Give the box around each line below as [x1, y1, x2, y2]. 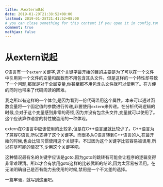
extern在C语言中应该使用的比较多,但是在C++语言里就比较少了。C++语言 [5, 125, 150, 131]
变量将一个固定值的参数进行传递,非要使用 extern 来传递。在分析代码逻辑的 [9, 103, 155, 109]
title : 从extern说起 [5, 7, 45, 12]
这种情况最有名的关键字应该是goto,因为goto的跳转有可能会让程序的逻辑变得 [5, 154, 156, 160]
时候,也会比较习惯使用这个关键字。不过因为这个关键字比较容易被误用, [13, 138, 152, 143]
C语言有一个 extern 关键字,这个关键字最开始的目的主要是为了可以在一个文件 [5, 69, 154, 75]
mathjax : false [5, 30, 36, 34]
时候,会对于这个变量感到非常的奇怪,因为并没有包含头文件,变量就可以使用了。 [5, 109, 158, 115]
